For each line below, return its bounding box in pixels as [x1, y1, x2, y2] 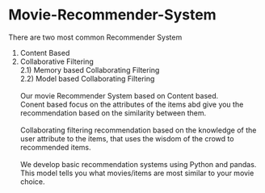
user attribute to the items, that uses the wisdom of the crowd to [19, 133, 234, 143]
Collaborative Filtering [19, 57, 95, 66]
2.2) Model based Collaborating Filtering [19, 73, 155, 83]
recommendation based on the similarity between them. [19, 107, 207, 118]
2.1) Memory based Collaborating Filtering [19, 65, 160, 74]
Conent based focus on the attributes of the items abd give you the [19, 99, 244, 109]
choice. [19, 176, 46, 187]
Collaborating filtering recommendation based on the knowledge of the [19, 125, 257, 135]
